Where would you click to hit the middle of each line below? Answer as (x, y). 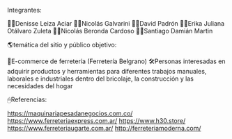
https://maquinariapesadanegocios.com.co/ (70, 113)
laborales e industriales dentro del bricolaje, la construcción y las (100, 79)
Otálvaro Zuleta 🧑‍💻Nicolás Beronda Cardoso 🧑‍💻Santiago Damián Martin (110, 31)
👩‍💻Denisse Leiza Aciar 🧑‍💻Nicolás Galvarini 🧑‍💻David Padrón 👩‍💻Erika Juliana (116, 23)
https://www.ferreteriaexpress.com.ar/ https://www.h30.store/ (96, 121)
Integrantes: (24, 10)
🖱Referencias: (27, 99)
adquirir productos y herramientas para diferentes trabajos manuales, (107, 71)
